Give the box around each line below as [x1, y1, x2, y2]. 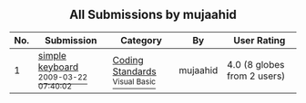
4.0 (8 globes [226, 58, 285, 70]
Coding [112, 53, 144, 66]
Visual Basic [112, 76, 157, 87]
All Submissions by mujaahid [69, 7, 237, 23]
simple [37, 49, 66, 61]
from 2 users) [226, 70, 286, 82]
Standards [112, 65, 157, 78]
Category [119, 33, 162, 46]
